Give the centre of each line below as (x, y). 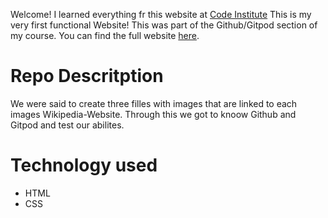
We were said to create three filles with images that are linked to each (154, 103)
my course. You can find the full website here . (105, 35)
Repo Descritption (87, 76)
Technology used (84, 165)
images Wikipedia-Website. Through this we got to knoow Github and (153, 114)
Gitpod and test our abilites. (67, 125)
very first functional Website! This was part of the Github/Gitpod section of (164, 25)
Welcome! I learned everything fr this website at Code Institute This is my (161, 14)
